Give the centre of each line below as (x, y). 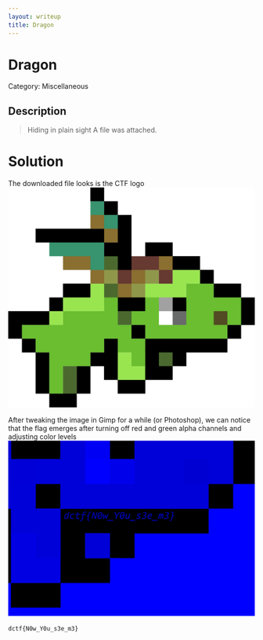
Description (37, 111)
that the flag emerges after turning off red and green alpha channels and (125, 429)
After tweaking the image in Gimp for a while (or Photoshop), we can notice (130, 420)
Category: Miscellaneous (48, 86)
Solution (36, 162)
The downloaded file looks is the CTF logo (76, 184)
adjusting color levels (42, 437)
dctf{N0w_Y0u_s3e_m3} (43, 628)
